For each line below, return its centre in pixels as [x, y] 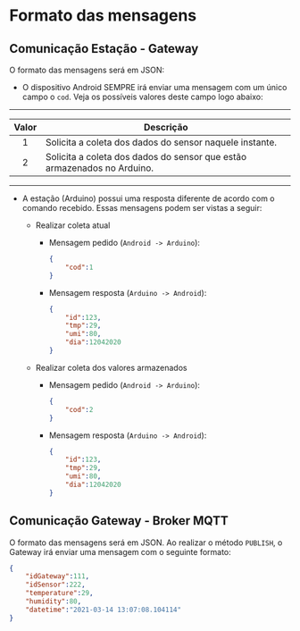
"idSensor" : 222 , [56, 585]
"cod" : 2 [79, 409]
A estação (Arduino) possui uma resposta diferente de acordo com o [148, 198]
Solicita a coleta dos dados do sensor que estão [146, 157]
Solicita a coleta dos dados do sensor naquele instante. [161, 142]
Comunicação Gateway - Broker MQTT [119, 521]
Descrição [166, 127]
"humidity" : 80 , [54, 602]
